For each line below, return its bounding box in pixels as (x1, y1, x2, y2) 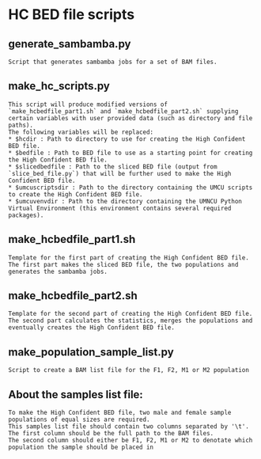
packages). (8, 211, 44, 219)
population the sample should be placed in (8, 443, 154, 452)
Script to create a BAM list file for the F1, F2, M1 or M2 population (8, 366, 249, 374)
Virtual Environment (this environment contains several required (8, 204, 232, 212)
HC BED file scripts (8, 6, 135, 24)
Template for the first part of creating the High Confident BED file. (8, 253, 249, 262)
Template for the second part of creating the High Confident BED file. (8, 310, 253, 318)
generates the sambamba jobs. (8, 267, 108, 275)
